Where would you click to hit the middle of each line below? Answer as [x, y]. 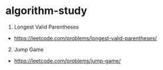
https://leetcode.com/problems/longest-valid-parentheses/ [85, 38]
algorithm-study [46, 11]
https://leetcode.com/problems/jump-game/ [67, 61]
